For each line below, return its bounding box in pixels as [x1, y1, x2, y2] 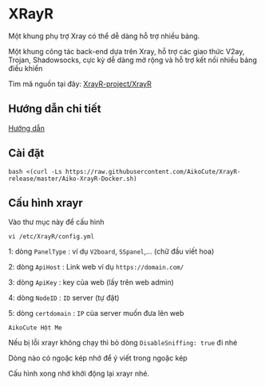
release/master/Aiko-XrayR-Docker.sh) [8, 175, 137, 183]
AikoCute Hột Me [8, 324, 62, 332]
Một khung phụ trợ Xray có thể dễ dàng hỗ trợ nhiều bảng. [8, 31, 200, 41]
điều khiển [8, 63, 43, 73]
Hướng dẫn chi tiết [8, 102, 101, 116]
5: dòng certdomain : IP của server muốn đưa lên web [8, 309, 184, 318]
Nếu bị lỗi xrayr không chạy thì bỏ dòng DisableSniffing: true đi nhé [8, 338, 238, 348]
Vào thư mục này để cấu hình [8, 217, 105, 227]
